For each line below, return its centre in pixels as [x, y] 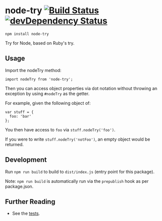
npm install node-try [27, 34]
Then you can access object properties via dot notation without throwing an [81, 88]
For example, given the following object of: [48, 103]
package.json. [19, 186]
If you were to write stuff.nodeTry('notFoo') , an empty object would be [78, 139]
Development [26, 160]
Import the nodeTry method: [33, 70]
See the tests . [26, 214]
